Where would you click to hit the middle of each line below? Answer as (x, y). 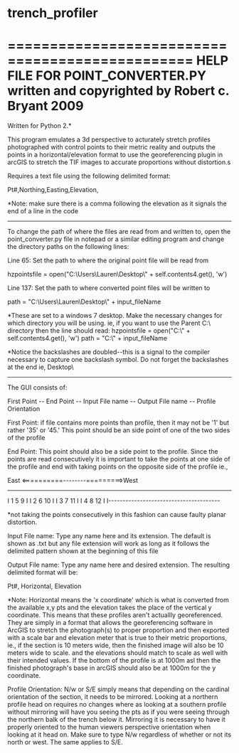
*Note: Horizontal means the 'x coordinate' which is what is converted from (118, 600)
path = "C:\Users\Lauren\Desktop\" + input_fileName (84, 302)
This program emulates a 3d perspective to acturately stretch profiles (109, 139)
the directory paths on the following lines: (68, 247)
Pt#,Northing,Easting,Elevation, (53, 190)
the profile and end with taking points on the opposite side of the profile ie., (118, 466)
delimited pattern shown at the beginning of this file (83, 551)
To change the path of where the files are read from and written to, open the (119, 232)
